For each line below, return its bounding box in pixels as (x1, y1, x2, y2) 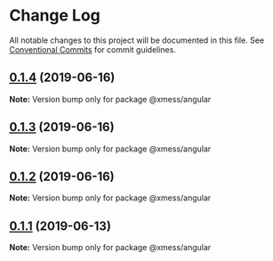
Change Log (9, 5, 100, 26)
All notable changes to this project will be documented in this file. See (9, 35, 265, 45)
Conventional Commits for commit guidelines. (9, 44, 176, 54)
